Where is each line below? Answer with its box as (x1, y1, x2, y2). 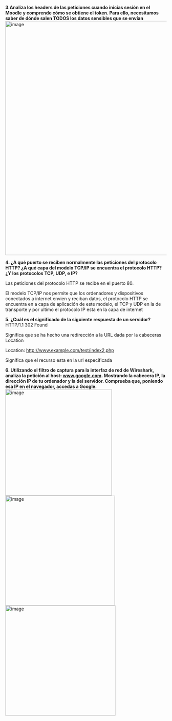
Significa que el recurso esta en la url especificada (5, 357, 113, 363)
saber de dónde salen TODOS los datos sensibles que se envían (5, 15, 143, 21)
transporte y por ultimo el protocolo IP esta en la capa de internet (5, 306, 143, 313)
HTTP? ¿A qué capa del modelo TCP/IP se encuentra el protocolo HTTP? (5, 265, 162, 271)
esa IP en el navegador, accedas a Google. (5, 383, 97, 389)
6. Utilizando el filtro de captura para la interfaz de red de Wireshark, (5, 367, 155, 373)
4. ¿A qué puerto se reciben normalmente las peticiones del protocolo (5, 259, 157, 265)
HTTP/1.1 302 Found (5, 322, 48, 328)
